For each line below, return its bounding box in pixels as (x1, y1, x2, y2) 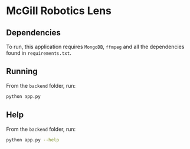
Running (6, 67, 38, 77)
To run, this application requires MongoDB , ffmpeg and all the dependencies (6, 43, 185, 50)
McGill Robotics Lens (6, 4, 112, 18)
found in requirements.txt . (6, 49, 72, 57)
